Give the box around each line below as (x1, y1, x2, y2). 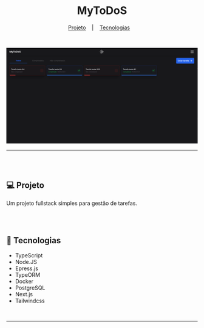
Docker (15, 277, 34, 285)
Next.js (15, 290, 33, 298)
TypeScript (15, 251, 43, 259)
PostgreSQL (15, 284, 46, 291)
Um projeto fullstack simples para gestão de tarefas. (6, 199, 138, 207)
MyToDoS (76, 4, 127, 18)
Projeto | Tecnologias (67, 24, 131, 31)
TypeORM (15, 271, 41, 278)
